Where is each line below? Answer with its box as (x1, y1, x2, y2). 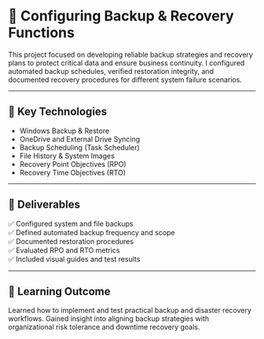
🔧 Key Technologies (8, 105, 108, 119)
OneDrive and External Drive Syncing (19, 134, 141, 144)
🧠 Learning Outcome (8, 285, 111, 298)
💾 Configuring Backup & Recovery (8, 7, 234, 25)
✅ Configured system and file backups (8, 219, 134, 228)
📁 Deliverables (8, 198, 81, 212)
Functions (8, 24, 75, 42)
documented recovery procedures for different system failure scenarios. (8, 75, 242, 84)
